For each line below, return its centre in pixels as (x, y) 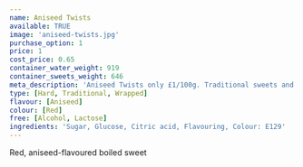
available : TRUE (40, 26)
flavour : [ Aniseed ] (46, 102)
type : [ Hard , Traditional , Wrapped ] (78, 93)
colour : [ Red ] (36, 110)
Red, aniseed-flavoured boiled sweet (78, 153)
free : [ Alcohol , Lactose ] (58, 118)
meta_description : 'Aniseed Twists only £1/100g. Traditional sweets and (152, 85)
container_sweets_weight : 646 (67, 77)
